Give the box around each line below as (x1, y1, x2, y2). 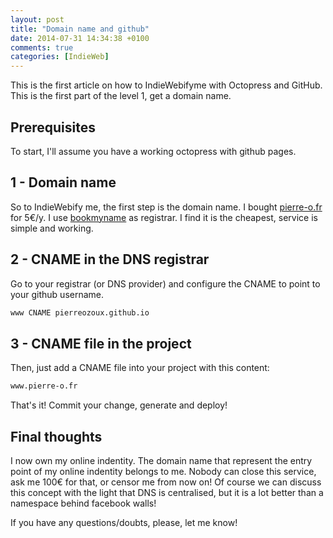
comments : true (10, 42, 74, 53)
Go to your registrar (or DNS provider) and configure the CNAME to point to (10, 277, 321, 290)
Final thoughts (10, 428, 103, 445)
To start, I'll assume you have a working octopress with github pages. (10, 145, 297, 157)
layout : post (10, 14, 65, 25)
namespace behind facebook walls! (10, 497, 157, 509)
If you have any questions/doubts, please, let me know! (10, 516, 238, 528)
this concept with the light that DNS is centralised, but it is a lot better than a (10, 486, 324, 498)
